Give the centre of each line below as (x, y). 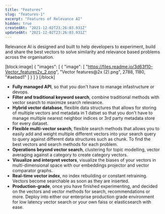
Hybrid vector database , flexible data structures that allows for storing (84, 107)
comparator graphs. (33, 170)
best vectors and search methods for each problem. (65, 144)
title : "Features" (24, 10)
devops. (20, 92)
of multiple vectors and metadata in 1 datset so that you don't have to (82, 113)
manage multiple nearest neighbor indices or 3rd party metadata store (83, 118)
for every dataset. (30, 123)
